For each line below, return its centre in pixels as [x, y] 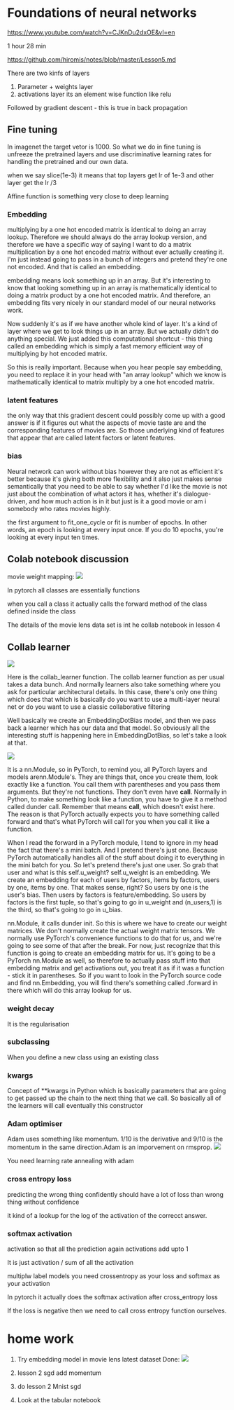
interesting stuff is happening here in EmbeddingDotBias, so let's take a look [117, 735]
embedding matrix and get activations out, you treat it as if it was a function [116, 968]
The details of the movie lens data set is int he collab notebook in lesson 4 [114, 625]
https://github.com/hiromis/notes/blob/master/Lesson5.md [92, 59]
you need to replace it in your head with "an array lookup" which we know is [117, 375]
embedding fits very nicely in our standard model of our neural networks [112, 303]
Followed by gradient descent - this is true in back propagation [98, 107]
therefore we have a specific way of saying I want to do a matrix [100, 245]
